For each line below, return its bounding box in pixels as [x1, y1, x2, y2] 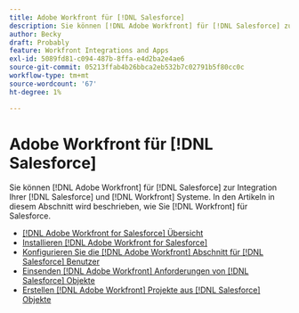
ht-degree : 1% [9, 87, 62, 96]
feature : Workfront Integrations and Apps [9, 46, 169, 55]
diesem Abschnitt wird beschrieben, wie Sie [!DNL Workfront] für [9, 202, 248, 212]
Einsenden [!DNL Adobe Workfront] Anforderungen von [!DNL [21, 266, 249, 276]
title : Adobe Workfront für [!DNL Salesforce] [9, 12, 185, 22]
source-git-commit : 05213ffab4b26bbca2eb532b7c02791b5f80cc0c [9, 63, 245, 72]
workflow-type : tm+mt [9, 71, 90, 80]
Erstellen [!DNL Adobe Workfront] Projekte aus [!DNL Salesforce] [21, 284, 261, 295]
